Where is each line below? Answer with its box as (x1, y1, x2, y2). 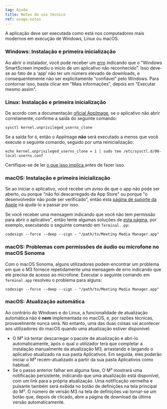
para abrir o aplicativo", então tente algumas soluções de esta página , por (5, 217, 157, 223)
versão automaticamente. (12, 399, 65, 405)
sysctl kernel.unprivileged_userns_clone (5, 125, 93, 130)
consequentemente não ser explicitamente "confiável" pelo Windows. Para (5, 76, 159, 82)
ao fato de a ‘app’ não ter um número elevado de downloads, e (11, 70, 140, 76)
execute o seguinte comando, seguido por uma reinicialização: (5, 139, 134, 145)
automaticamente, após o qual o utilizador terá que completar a (12, 340, 143, 346)
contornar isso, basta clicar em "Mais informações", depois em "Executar (5, 81, 156, 87)
